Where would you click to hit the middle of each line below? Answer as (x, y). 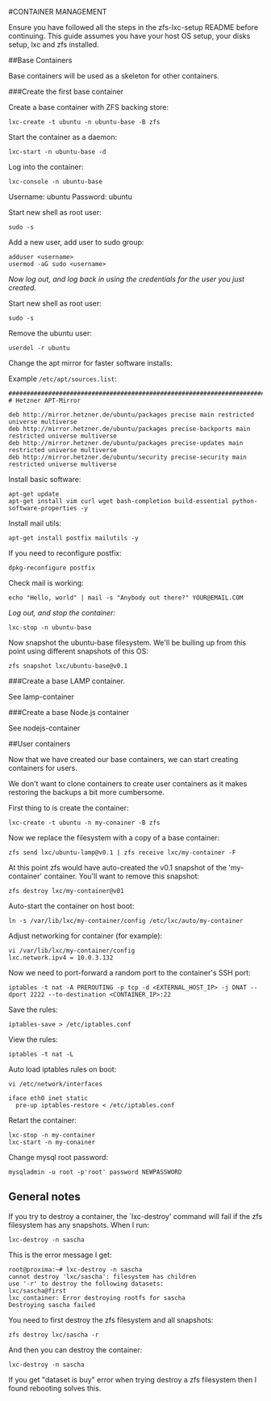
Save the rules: (33, 1009)
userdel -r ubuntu (39, 348)
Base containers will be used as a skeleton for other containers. (114, 76)
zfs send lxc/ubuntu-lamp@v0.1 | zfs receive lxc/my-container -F (122, 853)
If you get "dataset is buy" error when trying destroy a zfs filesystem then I (133, 1379)
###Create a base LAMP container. (67, 681)
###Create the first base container (66, 91)
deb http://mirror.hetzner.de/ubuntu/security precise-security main (128, 457)
